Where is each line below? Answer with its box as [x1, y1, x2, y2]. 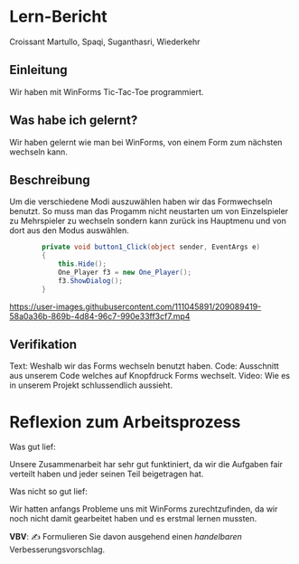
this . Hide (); [57, 259, 107, 268]
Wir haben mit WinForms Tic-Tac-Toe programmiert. [9, 86, 204, 97]
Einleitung [9, 62, 68, 78]
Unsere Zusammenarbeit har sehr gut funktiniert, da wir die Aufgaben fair [9, 459, 283, 470]
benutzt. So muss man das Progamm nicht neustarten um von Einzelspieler [9, 206, 289, 217]
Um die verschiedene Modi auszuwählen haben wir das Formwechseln [9, 196, 273, 207]
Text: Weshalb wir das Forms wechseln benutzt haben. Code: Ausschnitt [9, 361, 280, 371]
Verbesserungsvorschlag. [9, 544, 106, 555]
